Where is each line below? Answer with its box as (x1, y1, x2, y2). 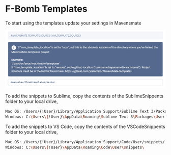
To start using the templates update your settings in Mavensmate (5, 20, 141, 26)
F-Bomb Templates (5, 3, 88, 15)
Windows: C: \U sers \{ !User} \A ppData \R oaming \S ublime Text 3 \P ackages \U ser (5, 114, 165, 120)
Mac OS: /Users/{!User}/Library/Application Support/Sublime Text (5, 109, 149, 114)
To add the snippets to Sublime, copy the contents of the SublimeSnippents (5, 93, 164, 99)
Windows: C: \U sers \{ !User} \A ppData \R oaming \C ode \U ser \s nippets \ (5, 145, 145, 150)
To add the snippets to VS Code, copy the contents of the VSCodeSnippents (5, 123, 165, 130)
